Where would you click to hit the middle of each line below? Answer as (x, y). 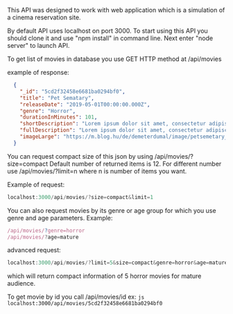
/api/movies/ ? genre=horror (46, 230)
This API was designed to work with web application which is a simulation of (116, 10)
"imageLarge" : (40, 137)
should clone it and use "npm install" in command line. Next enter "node (110, 38)
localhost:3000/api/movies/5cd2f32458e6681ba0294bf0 (85, 304)
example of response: (38, 72)
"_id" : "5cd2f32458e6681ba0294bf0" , (73, 91)
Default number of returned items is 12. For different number (136, 164)
